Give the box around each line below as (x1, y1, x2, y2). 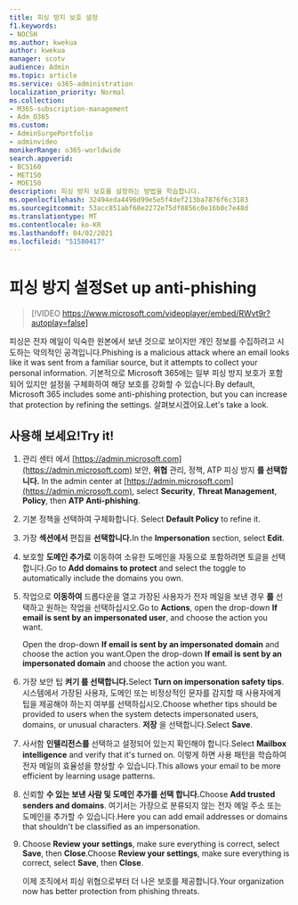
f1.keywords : (9, 21, 58, 30)
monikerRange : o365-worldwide (9, 145, 122, 154)
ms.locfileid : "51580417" (9, 237, 105, 246)
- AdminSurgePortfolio (9, 129, 93, 138)
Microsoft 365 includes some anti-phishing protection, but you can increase (9, 389, 287, 399)
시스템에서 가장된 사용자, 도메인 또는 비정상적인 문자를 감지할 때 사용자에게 (21, 687, 282, 698)
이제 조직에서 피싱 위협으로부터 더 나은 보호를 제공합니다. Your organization (21, 876, 285, 886)
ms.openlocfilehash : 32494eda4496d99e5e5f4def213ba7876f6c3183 (9, 195, 249, 205)
